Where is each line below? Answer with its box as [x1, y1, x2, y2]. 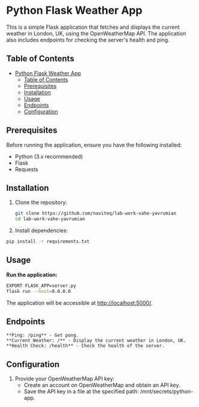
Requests [14, 166, 38, 173]
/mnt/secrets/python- [140, 388, 194, 395]
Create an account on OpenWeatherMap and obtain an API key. [23, 382, 180, 389]
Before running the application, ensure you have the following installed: [6, 141, 182, 148]
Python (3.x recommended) [14, 152, 83, 160]
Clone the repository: [14, 199, 68, 206]
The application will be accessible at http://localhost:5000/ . [6, 299, 153, 306]
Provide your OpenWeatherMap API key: [14, 375, 115, 382]
